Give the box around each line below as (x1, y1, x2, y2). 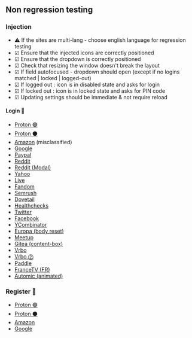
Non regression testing (5, 5, 93, 15)
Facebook (14, 215, 39, 222)
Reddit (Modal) (14, 164, 51, 171)
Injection (5, 23, 32, 31)
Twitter (14, 208, 32, 215)
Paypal (14, 151, 32, 158)
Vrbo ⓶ (14, 252, 34, 260)
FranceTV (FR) (14, 266, 50, 273)
